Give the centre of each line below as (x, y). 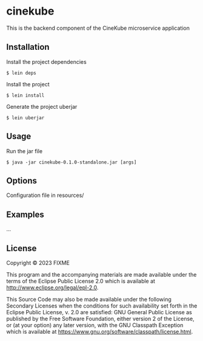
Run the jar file (25, 151)
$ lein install (25, 95)
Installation (28, 47)
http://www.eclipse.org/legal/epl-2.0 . (52, 288)
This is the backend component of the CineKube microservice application (98, 28)
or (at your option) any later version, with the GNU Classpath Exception (95, 325)
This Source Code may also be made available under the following (89, 299)
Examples (25, 214)
